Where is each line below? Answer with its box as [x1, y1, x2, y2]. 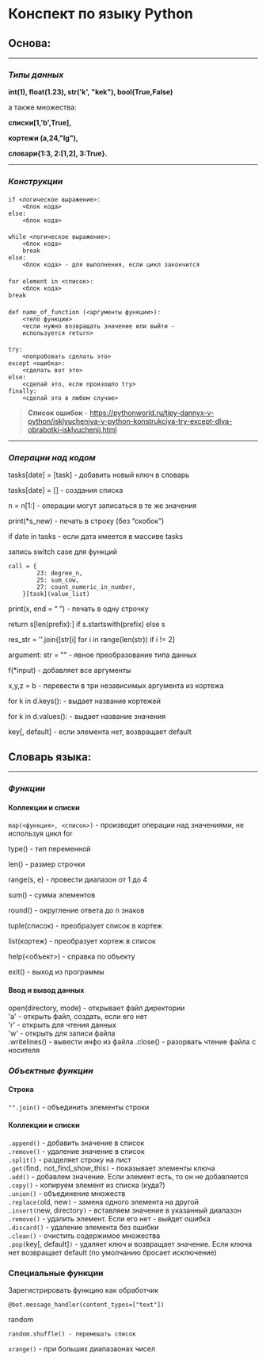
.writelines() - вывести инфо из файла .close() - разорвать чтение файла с [8, 1036, 256, 1046]
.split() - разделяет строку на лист [8, 1155, 132, 1164]
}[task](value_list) [22, 590, 90, 598]
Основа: [8, 37, 51, 50]
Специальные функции [8, 1267, 104, 1278]
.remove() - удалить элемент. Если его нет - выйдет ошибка [8, 1213, 211, 1223]
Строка [8, 1085, 34, 1094]
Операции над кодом [8, 452, 97, 463]
